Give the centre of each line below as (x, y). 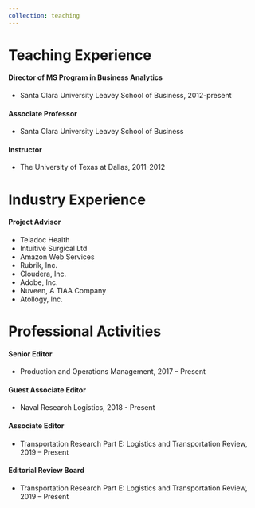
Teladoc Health (45, 239)
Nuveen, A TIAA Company (63, 290)
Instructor (25, 149)
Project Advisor (35, 222)
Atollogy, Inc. (41, 299)
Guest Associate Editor (47, 390)
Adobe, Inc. (39, 282)
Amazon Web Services (57, 257)
